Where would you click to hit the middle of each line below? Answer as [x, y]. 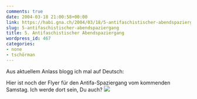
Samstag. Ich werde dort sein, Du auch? [54, 89]
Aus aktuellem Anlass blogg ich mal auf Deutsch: [65, 71]
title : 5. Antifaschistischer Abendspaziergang [65, 33]
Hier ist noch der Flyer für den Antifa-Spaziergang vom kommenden [88, 83]
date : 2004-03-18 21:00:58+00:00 [47, 17]
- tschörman [21, 55]
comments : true [25, 11]
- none [14, 49]
